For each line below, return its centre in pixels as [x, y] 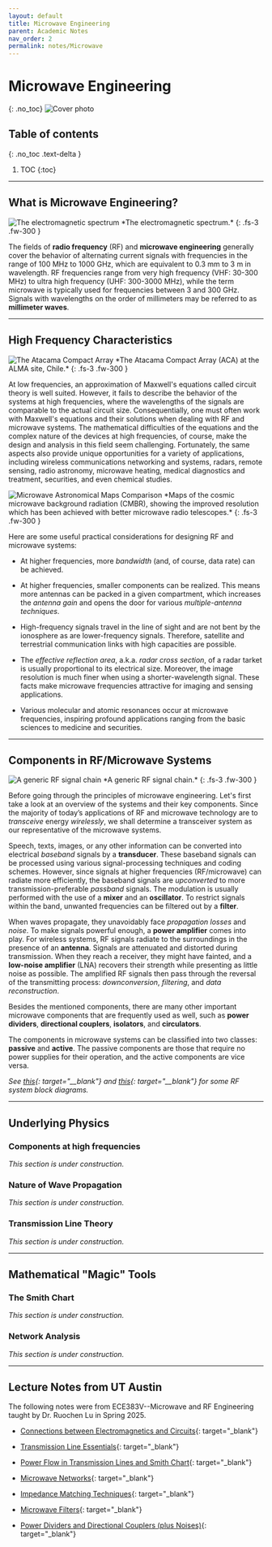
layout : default [36, 16]
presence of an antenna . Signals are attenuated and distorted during [123, 948]
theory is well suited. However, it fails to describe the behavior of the [123, 393]
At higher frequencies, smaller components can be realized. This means [140, 585]
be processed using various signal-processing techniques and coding [125, 863]
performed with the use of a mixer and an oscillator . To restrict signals [127, 897]
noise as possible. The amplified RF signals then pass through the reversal [132, 974]
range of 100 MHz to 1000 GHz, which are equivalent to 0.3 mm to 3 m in [130, 264]
